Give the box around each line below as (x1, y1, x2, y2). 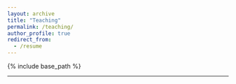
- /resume (13, 43, 42, 50)
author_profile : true (7, 29, 71, 37)
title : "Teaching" (7, 17, 61, 24)
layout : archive (7, 10, 55, 17)
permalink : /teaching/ (7, 23, 74, 30)
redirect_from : (7, 36, 52, 43)
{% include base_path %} (7, 62, 81, 70)
